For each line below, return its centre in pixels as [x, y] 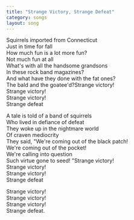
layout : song [23, 23]
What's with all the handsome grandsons [57, 66]
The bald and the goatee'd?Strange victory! [60, 85]
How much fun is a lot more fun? [47, 53]
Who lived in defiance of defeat [45, 122]
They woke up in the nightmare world [53, 129]
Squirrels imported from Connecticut [52, 40]
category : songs [27, 17]
